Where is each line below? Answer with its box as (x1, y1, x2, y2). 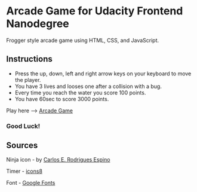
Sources (6, 141, 38, 151)
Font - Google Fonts (6, 179, 56, 187)
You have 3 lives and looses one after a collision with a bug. (14, 83, 162, 90)
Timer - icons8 (6, 167, 43, 175)
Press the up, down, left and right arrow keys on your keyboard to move (14, 70, 192, 77)
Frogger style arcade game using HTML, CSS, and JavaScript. (6, 36, 159, 44)
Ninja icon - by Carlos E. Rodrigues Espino (6, 156, 110, 163)
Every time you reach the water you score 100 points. (14, 89, 146, 96)
